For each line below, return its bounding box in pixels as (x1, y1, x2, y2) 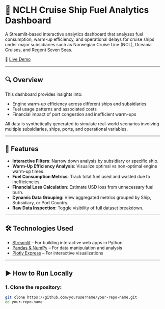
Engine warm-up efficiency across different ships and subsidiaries (12, 101, 147, 107)
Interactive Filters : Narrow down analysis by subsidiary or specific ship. (12, 158, 159, 164)
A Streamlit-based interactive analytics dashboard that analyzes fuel (5, 31, 143, 37)
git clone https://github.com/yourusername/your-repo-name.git (5, 295, 137, 300)
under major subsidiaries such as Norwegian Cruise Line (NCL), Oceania (5, 41, 152, 47)
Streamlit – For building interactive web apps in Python (12, 240, 123, 246)
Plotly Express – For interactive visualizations (12, 250, 104, 256)
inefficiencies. (12, 179, 41, 185)
